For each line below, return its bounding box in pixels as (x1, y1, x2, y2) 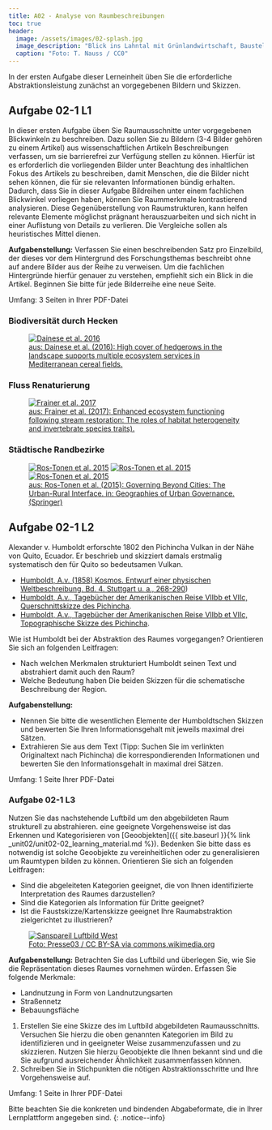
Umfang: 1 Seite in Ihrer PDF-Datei (8, 1088, 123, 1098)
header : (8, 27, 35, 35)
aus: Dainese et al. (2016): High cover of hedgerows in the (28, 342, 223, 352)
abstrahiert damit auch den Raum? (19, 667, 135, 677)
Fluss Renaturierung (8, 380, 91, 391)
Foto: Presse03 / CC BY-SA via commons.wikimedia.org (28, 939, 215, 949)
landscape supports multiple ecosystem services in (28, 350, 201, 361)
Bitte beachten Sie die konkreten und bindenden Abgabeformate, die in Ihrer (8, 1104, 263, 1114)
